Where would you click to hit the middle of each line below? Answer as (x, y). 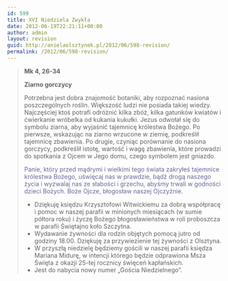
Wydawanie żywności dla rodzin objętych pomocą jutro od (117, 233)
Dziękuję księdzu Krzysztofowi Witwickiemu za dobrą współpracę (127, 204)
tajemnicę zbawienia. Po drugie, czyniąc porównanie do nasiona (115, 141)
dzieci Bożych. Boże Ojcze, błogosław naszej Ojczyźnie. (103, 191)
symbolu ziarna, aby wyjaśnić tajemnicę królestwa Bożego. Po (112, 127)
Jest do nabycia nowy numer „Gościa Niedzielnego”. (108, 270)
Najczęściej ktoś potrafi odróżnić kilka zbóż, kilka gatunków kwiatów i (123, 112)
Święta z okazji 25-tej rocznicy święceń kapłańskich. (109, 262)
